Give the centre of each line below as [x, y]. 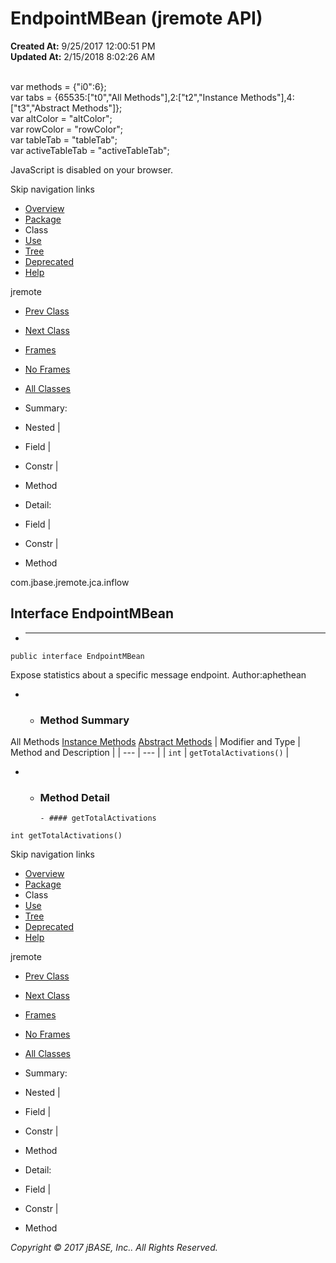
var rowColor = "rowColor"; [66, 129]
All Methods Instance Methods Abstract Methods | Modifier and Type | [155, 742]
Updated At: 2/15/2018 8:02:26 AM [83, 56]
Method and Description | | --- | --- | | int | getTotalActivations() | [150, 753]
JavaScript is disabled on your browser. [92, 169]
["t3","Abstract [40, 108]
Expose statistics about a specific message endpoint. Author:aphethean [158, 674]
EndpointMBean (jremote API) [136, 18]
